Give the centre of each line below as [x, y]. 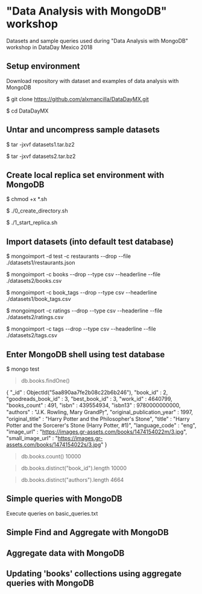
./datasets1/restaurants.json [41, 263]
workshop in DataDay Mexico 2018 [49, 47]
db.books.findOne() [46, 381]
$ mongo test [23, 369]
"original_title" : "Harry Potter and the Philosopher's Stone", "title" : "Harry [98, 419]
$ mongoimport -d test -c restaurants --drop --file [69, 256]
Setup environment [43, 66]
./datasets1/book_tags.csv [39, 299]
